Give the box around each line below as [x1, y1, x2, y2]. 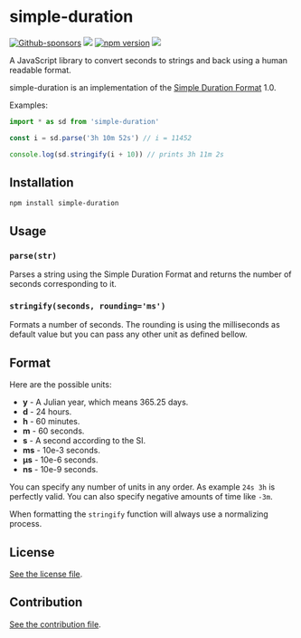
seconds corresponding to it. [9, 279, 118, 290]
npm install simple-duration [9, 199, 119, 208]
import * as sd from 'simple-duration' [9, 117, 160, 126]
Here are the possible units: [9, 379, 112, 390]
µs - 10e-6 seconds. [22, 454, 99, 465]
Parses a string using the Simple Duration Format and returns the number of [9, 269, 292, 280]
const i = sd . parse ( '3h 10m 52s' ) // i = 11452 [9, 133, 193, 142]
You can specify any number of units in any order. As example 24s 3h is [9, 481, 276, 492]
